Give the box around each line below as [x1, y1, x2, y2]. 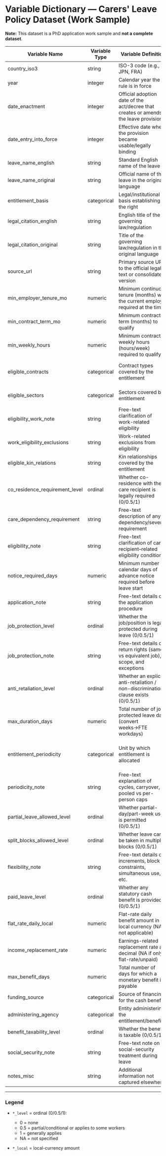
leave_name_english [7, 159, 55, 166]
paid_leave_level [7, 893, 46, 900]
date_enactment [7, 103, 45, 110]
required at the [118, 304, 153, 310]
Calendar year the [118, 76, 161, 83]
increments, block [118, 857, 160, 864]
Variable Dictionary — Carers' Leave [5, 3, 157, 15]
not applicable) [118, 929, 154, 936]
